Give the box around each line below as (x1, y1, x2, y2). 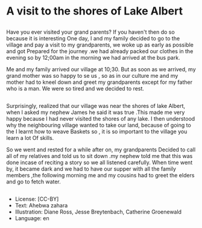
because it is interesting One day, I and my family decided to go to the (6, 34, 180, 42)
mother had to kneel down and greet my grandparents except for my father (6, 78, 193, 86)
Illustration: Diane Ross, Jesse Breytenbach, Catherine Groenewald (14, 208, 182, 215)
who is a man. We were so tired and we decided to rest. (6, 84, 145, 92)
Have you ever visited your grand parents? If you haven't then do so (6, 28, 175, 36)
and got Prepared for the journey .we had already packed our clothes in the (6, 47, 194, 55)
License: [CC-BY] (14, 195, 59, 203)
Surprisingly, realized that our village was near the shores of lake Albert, (6, 102, 186, 109)
